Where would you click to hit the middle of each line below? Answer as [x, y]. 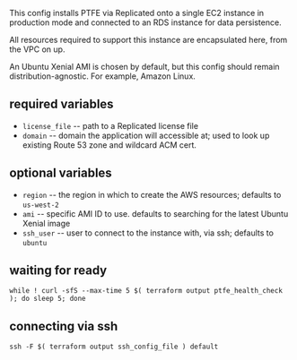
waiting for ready [58, 271]
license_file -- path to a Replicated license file [110, 125]
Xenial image [46, 223]
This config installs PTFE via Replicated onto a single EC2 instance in [137, 13]
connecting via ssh [64, 326]
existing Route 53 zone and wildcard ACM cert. [109, 145]
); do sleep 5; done [48, 299]
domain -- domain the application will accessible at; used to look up [146, 135]
